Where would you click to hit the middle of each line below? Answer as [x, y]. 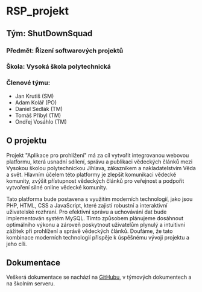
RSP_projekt [38, 11]
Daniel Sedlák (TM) [39, 109]
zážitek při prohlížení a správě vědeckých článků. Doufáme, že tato [90, 231]
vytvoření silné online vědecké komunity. [57, 187]
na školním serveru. [31, 284]
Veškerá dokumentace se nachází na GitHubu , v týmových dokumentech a [99, 277]
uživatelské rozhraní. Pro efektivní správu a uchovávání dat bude [87, 212]
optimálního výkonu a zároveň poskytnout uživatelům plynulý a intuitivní [96, 224]
